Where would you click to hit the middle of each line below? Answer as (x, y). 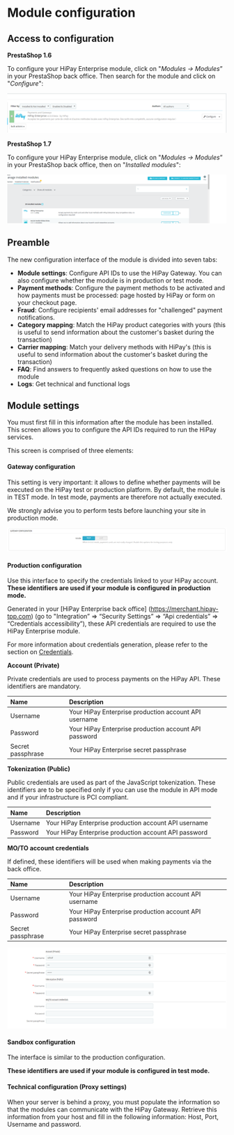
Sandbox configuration (41, 1042)
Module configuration (71, 13)
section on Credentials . (40, 652)
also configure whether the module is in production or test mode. (110, 280)
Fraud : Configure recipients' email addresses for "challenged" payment (120, 310)
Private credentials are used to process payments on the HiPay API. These (114, 679)
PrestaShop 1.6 (30, 55)
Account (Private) (33, 665)
